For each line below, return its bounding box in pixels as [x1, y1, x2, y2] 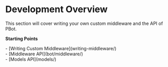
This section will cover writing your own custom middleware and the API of [5, 20, 163, 26]
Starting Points [5, 36, 38, 42]
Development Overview [5, 4, 108, 15]
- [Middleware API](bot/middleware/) [5, 51, 83, 57]
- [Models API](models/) [5, 56, 56, 62]
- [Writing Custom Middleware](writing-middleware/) [5, 45, 117, 51]
